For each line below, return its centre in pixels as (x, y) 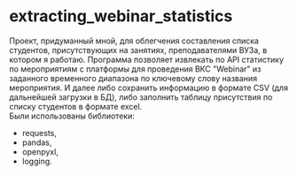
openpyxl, (40, 151)
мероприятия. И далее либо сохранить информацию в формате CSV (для (148, 87)
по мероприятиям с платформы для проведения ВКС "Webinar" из (135, 69)
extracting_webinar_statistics (121, 16)
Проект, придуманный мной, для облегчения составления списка (134, 41)
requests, (39, 133)
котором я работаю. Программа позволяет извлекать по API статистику (147, 59)
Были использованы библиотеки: (72, 116)
